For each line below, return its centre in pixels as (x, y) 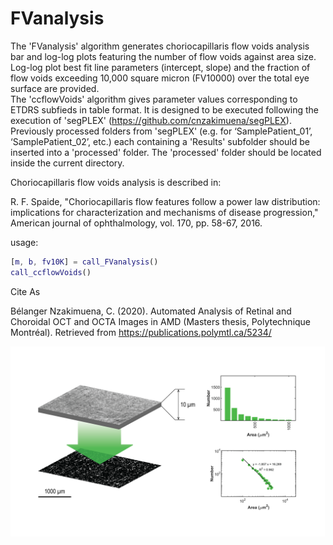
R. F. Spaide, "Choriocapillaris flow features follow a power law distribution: (165, 201)
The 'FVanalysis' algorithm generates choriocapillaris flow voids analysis (160, 46)
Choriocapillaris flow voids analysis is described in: (116, 182)
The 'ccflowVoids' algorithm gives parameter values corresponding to (154, 99)
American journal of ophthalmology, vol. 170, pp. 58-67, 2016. (136, 223)
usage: (24, 242)
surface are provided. (55, 88)
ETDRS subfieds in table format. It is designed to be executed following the (165, 109)
